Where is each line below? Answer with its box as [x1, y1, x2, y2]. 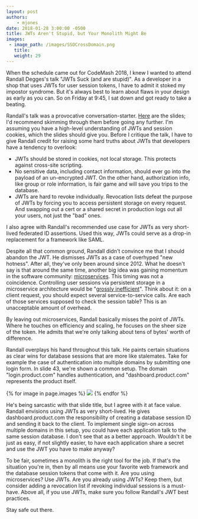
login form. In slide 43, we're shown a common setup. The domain [6, 365, 167, 372]
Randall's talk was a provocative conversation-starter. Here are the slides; [6, 112, 186, 119]
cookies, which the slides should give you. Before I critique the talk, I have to [6, 131, 193, 138]
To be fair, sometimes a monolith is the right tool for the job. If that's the [6, 457, 180, 464]
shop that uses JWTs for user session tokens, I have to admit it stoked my [6, 81, 186, 89]
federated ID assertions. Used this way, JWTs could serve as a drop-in [19, 230, 191, 237]
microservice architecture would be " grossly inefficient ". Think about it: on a [6, 285, 191, 292]
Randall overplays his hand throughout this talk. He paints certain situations [6, 346, 190, 353]
